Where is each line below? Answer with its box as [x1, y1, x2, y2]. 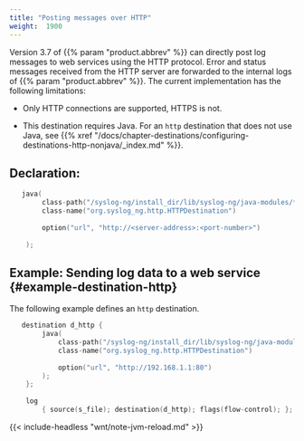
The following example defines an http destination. [9, 303, 200, 314]
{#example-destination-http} [9, 279, 178, 294]
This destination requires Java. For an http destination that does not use [22, 120, 292, 131]
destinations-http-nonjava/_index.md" [22, 139, 165, 150]
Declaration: [9, 165, 81, 181]
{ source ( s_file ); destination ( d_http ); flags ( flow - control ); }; [42, 405, 294, 414]
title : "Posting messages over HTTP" [9, 13, 152, 23]
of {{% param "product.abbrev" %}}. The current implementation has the [9, 75, 282, 86]
